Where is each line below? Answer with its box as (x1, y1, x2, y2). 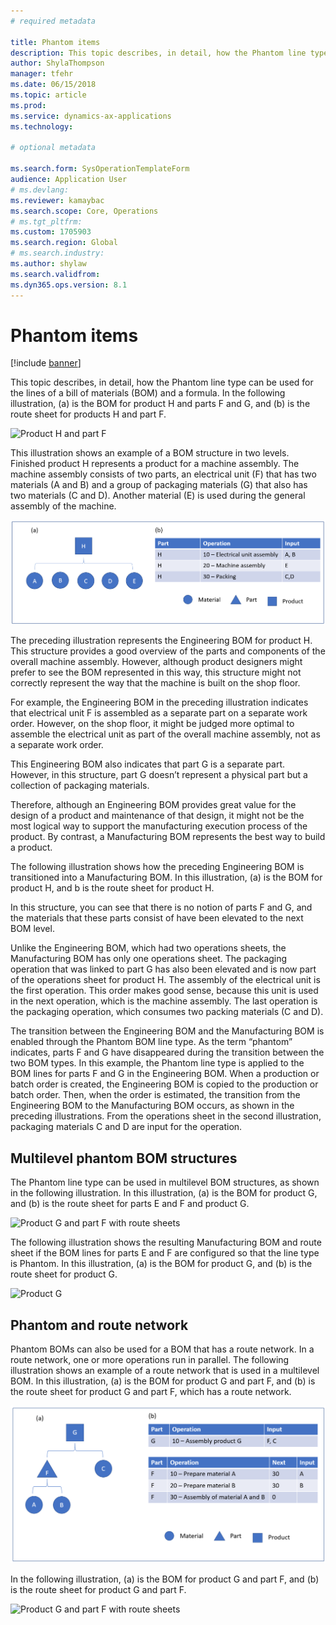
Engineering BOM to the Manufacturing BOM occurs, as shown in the (10, 1100, 295, 1112)
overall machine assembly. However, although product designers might (10, 656, 303, 668)
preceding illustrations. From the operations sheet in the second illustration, (10, 1110, 322, 1122)
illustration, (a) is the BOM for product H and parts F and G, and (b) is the (10, 398, 311, 410)
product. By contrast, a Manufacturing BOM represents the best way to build (10, 831, 326, 843)
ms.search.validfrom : (10, 269, 101, 279)
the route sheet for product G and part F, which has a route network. (10, 1386, 292, 1398)
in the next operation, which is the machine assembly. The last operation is (10, 995, 318, 1007)
